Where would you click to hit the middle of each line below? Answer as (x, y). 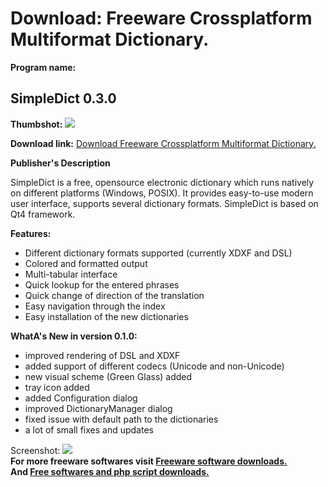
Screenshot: (35, 450)
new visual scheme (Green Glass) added (108, 376)
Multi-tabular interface (71, 274)
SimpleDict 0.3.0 (63, 98)
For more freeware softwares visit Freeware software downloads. (149, 461)
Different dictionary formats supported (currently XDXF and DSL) (158, 253)
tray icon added (57, 387)
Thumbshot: (36, 124)
